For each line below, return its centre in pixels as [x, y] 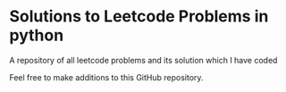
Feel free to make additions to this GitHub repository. [106, 77]
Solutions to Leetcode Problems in [139, 17]
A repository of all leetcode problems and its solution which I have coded [143, 60]
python [37, 35]
